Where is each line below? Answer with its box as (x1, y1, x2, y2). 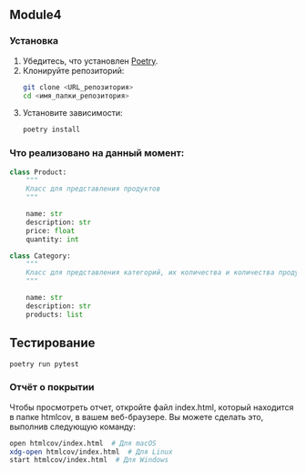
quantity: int (25, 234, 79, 244)
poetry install (22, 125, 81, 135)
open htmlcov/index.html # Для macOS (9, 438, 157, 447)
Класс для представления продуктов (25, 184, 161, 194)
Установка (9, 35, 59, 47)
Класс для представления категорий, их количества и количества (25, 268, 275, 277)
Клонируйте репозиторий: (22, 65, 125, 76)
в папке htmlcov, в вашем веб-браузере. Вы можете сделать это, (9, 411, 264, 422)
